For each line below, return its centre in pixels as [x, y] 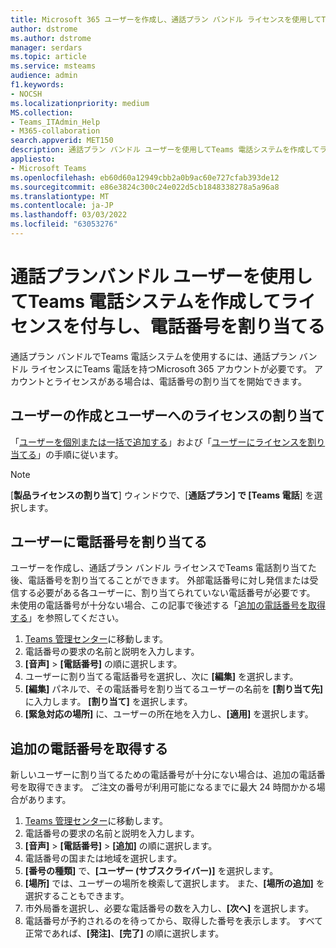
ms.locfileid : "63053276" [64, 224]
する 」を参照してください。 [67, 618]
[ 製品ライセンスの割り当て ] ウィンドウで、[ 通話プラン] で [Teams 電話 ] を [162, 495]
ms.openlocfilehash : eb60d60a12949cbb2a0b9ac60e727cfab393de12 [145, 177]
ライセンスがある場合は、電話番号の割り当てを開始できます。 [180, 381]
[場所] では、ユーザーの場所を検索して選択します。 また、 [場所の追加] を [174, 883]
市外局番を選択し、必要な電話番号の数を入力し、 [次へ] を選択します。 [169, 908]
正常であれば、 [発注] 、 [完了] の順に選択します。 [124, 933]
